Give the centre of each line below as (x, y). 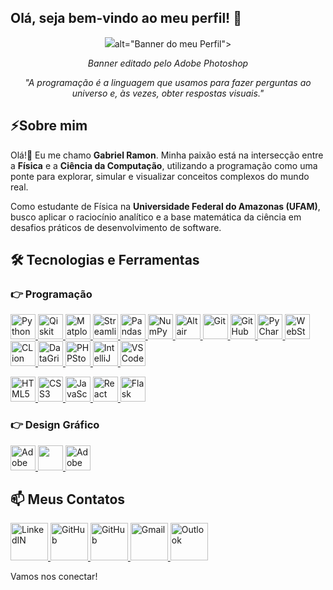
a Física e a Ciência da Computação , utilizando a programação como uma (164, 165)
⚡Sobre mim (49, 126)
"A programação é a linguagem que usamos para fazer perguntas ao (168, 82)
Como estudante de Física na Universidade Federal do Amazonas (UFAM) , (165, 206)
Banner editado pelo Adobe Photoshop (168, 63)
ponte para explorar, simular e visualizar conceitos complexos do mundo (160, 176)
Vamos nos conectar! (54, 577)
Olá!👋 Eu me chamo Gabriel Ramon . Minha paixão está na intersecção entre (167, 155)
